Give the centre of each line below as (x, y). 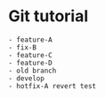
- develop (27, 78)
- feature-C (30, 55)
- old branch (32, 71)
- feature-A (30, 40)
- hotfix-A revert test (52, 86)
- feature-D (30, 63)
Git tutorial (48, 16)
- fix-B (23, 47)
